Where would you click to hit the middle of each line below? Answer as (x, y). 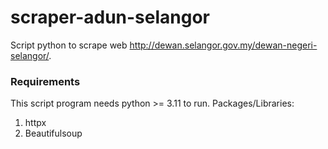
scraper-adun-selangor (110, 17)
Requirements (45, 81)
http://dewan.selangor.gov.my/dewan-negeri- (223, 45)
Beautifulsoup (53, 133)
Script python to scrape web (69, 45)
